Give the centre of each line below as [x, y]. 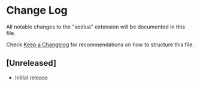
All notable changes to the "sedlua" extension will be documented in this [96, 27]
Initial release [31, 77]
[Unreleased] [31, 63]
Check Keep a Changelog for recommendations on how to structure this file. [100, 44]
